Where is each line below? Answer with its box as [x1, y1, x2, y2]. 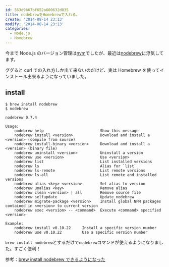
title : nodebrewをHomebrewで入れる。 [5, 12, 80, 17]
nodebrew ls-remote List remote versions [14, 168, 145, 173]
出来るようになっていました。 [27, 73, 89, 79]
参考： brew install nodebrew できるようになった [5, 256, 106, 262]
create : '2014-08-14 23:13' [5, 17, 65, 22]
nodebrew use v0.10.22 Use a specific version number [14, 230, 148, 235]
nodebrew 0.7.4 [5, 115, 37, 120]
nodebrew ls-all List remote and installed [14, 172, 157, 177]
